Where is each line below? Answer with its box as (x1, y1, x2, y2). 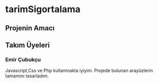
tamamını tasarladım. (5, 73, 49, 79)
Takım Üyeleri (5, 40, 50, 49)
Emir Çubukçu (5, 56, 41, 63)
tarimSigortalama (5, 4, 81, 15)
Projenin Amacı (5, 24, 55, 32)
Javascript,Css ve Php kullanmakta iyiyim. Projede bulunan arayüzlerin (5, 67, 153, 74)
